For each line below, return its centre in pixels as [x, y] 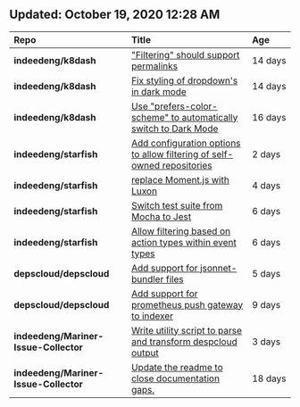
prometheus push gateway [187, 304]
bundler [147, 278]
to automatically [204, 117]
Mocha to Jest [161, 216]
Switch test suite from [177, 205]
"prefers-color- [184, 106]
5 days [266, 273]
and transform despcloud [184, 341]
